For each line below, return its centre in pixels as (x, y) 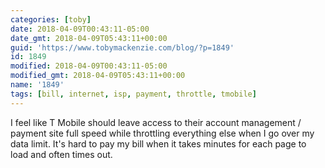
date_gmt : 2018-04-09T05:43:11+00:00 (89, 38)
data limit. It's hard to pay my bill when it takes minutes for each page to (158, 143)
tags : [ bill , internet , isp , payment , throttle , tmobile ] (133, 94)
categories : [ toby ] (51, 19)
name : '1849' (37, 85)
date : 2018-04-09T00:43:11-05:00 (80, 29)
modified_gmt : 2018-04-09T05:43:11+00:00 (98, 76)
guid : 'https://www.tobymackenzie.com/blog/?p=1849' (122, 47)
